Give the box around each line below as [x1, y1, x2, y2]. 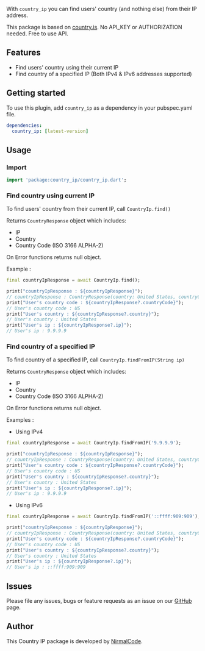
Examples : [6, 416, 34, 424]
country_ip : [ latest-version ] [12, 128, 88, 134]
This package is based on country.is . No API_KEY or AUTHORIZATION [6, 24, 182, 30]
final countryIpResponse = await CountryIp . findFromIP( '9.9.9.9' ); [6, 440, 182, 446]
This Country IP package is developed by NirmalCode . [6, 637, 143, 645]
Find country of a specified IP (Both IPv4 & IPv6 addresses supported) [15, 70, 192, 77]
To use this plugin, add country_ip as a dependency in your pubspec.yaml [6, 104, 193, 112]
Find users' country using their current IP [15, 63, 119, 71]
